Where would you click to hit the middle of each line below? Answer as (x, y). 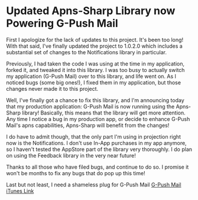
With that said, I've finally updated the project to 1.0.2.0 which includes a (95, 46)
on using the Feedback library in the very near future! (71, 155)
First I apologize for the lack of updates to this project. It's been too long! (95, 40)
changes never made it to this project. (52, 88)
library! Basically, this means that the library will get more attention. (104, 113)
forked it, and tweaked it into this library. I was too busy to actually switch (95, 70)
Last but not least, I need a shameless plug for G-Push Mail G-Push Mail (94, 185)
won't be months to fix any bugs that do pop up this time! (76, 173)
